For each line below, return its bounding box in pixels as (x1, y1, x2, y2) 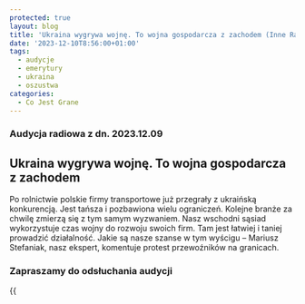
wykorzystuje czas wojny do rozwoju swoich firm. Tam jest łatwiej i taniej (9, 223, 283, 234)
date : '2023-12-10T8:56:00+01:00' (9, 38, 141, 48)
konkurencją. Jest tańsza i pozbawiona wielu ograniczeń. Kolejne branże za (9, 203, 293, 214)
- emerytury (17, 64, 64, 74)
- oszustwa (17, 81, 59, 90)
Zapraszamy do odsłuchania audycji (9, 265, 172, 278)
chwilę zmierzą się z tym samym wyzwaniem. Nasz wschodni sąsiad (9, 213, 266, 224)
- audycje (17, 55, 54, 64)
